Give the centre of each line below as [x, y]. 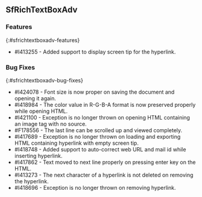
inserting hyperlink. [38, 156]
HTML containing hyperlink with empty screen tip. [77, 143]
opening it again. [35, 98]
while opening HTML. [41, 111]
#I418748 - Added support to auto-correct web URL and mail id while [100, 149]
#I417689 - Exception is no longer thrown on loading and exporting [97, 136]
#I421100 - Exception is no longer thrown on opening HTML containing [102, 117]
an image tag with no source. [50, 124]
